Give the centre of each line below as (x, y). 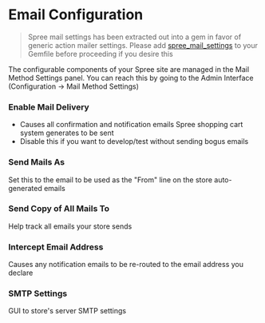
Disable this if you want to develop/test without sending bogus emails (134, 142)
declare (21, 273)
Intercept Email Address (56, 247)
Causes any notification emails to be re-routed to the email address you (126, 265)
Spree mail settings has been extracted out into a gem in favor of (134, 37)
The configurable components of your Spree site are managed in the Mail (129, 69)
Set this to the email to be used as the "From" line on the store (111, 179)
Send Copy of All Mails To (59, 209)
